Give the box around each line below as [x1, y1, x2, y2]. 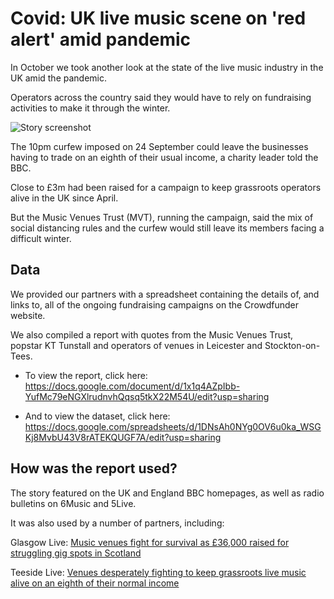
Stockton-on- [264, 339, 321, 351]
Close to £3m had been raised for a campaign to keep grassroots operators [10, 181, 322, 193]
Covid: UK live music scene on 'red [10, 7, 307, 30]
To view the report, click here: [24, 369, 148, 381]
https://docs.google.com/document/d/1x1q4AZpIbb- [24, 380, 241, 392]
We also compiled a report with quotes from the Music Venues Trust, [10, 328, 293, 341]
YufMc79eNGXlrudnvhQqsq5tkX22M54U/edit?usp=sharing [24, 390, 270, 402]
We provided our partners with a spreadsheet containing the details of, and [10, 288, 320, 300]
